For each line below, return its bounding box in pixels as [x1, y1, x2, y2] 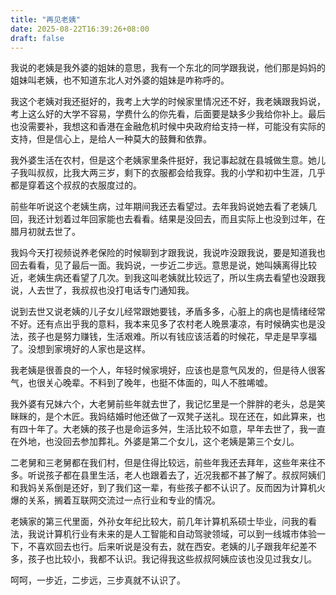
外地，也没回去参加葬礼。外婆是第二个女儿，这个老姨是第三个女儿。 [18, 436, 300, 448]
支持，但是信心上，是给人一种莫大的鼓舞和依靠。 [10, 133, 212, 145]
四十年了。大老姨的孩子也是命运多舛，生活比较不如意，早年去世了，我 [18, 423, 308, 435]
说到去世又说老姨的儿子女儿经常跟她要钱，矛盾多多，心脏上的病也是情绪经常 [10, 306, 326, 318]
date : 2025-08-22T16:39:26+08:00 [10, 24, 150, 34]
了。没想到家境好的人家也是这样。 [10, 343, 151, 355]
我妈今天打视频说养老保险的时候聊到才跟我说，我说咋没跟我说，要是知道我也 [10, 247, 326, 259]
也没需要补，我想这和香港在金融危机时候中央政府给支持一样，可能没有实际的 [10, 121, 326, 133]
